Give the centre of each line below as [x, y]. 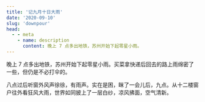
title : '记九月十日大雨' [34, 12]
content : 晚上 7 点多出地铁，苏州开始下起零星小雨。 [82, 46]
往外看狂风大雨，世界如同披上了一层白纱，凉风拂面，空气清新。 [92, 92]
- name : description [43, 40]
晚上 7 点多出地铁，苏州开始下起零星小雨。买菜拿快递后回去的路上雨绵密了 [100, 64]
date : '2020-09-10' [31, 18]
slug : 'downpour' [28, 23]
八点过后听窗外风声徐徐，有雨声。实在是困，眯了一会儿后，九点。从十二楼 [100, 85]
